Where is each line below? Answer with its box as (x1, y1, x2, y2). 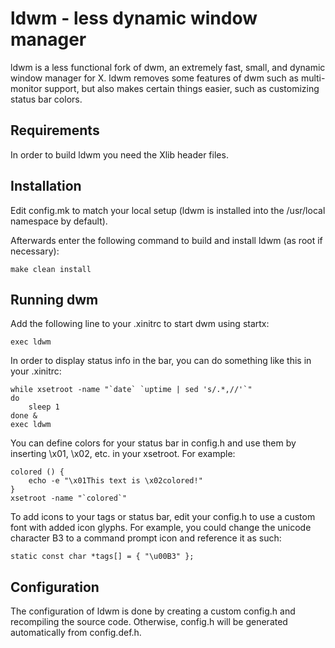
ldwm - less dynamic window (10, 7, 258, 30)
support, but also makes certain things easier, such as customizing (44, 82, 320, 94)
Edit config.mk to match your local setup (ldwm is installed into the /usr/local (10, 204, 326, 216)
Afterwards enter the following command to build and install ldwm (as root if (10, 234, 323, 246)
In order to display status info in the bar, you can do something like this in (10, 355, 312, 367)
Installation (10, 178, 82, 195)
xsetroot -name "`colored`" (10, 493, 128, 504)
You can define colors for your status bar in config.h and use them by (10, 437, 297, 449)
